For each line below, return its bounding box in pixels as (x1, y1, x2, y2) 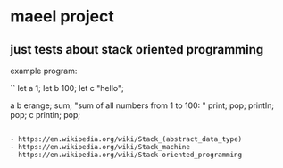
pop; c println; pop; (10, 110, 81, 120)
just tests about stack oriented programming (10, 42, 264, 57)
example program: (10, 65, 78, 76)
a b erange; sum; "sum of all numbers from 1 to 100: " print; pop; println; (10, 100, 275, 111)
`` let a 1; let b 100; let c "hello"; (10, 83, 124, 93)
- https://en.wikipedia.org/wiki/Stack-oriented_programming (10, 150, 243, 159)
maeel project (10, 6, 114, 27)
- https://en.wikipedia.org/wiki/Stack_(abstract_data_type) (10, 135, 243, 144)
